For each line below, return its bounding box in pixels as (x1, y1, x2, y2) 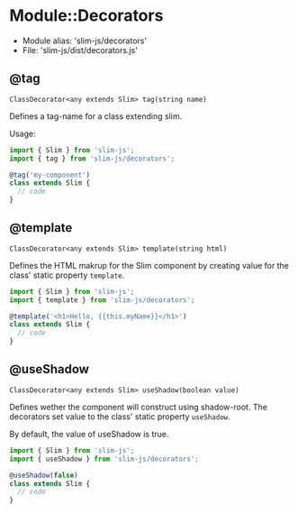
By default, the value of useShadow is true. (9, 428, 169, 439)
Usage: (9, 128, 36, 139)
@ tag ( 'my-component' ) (9, 170, 91, 179)
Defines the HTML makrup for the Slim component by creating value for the (9, 260, 290, 270)
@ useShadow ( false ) (9, 471, 78, 480)
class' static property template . (9, 270, 125, 280)
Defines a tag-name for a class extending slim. (9, 110, 183, 122)
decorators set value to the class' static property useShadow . (9, 411, 231, 422)
